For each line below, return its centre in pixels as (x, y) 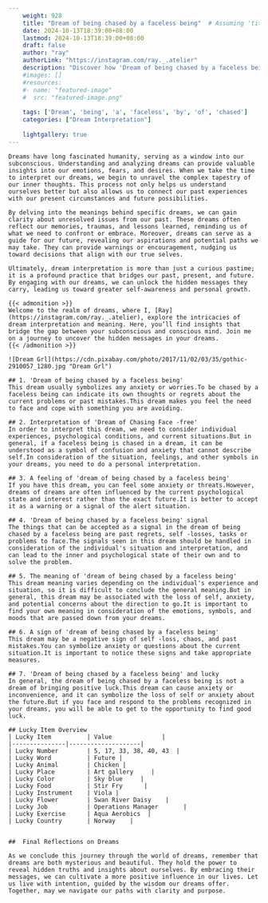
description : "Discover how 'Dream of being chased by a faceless (135, 68)
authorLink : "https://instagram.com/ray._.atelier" (110, 61)
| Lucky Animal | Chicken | (67, 765)
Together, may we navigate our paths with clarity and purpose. (117, 891)
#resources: (42, 82)
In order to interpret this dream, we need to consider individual (123, 429)
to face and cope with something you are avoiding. (96, 408)
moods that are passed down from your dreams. (87, 618)
